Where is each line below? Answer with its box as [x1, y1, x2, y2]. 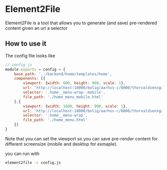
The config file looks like [5, 53, 56, 58]
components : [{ [14, 76, 46, 81]
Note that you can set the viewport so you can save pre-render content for [5, 135, 158, 142]
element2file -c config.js [5, 160, 61, 165]
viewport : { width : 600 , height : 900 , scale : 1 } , [23, 81, 126, 86]
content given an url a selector [5, 25, 68, 31]
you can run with [5, 150, 40, 157]
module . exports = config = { [5, 67, 66, 72]
